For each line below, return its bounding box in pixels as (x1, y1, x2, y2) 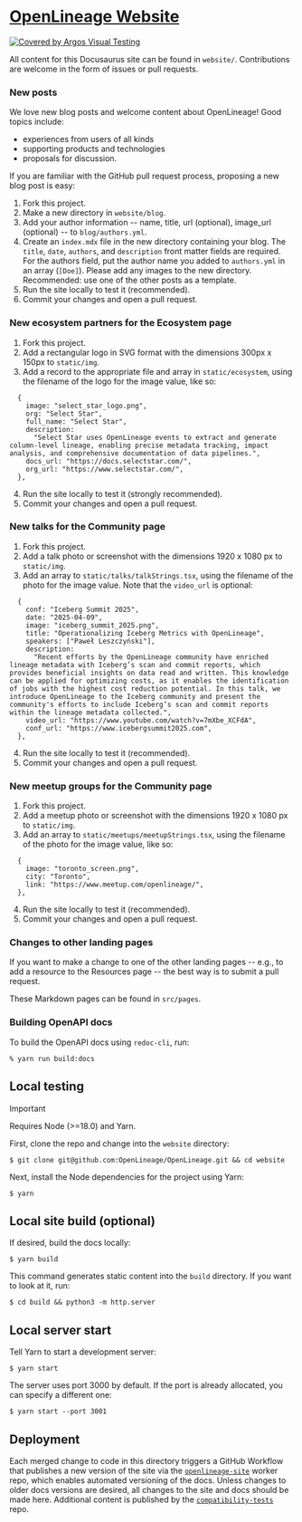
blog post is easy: (9, 180, 75, 191)
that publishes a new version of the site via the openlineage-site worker (9, 1465, 278, 1476)
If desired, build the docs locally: (9, 1238, 131, 1249)
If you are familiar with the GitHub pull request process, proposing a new (9, 170, 280, 182)
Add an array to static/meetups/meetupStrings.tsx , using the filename (22, 829, 287, 840)
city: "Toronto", (25, 872, 91, 882)
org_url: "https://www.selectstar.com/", (25, 464, 184, 474)
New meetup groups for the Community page (9, 780, 212, 792)
